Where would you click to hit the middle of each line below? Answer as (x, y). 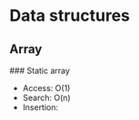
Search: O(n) (46, 97)
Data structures (69, 16)
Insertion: (40, 107)
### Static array (40, 70)
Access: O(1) (46, 88)
